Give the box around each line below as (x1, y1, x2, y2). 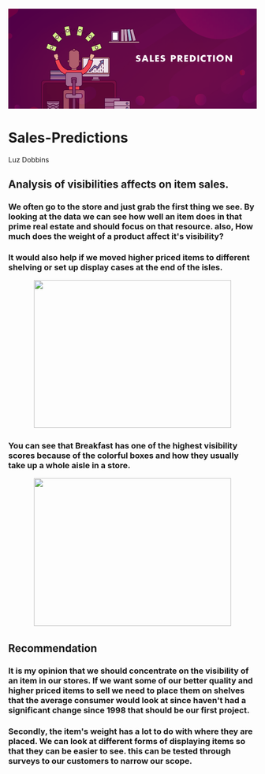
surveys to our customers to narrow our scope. (8, 755, 192, 766)
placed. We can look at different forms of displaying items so (8, 735, 246, 746)
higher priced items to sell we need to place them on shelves (8, 685, 245, 696)
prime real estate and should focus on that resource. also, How (8, 221, 254, 232)
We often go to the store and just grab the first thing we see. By (8, 201, 255, 212)
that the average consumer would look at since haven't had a (8, 694, 247, 705)
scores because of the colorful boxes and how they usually (8, 450, 239, 461)
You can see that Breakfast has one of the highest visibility (8, 441, 238, 452)
